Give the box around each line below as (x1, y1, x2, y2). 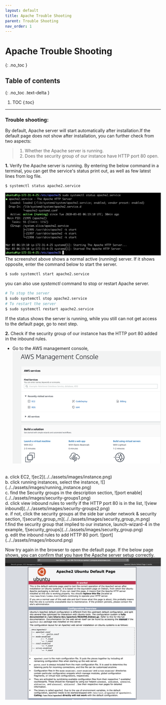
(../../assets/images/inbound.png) (5, 537, 73, 543)
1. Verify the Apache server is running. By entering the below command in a (5, 163, 159, 169)
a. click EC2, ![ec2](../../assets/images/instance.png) (5, 474, 112, 480)
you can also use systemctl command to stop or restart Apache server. (5, 281, 150, 286)
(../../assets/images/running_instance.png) (5, 485, 91, 491)
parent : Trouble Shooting (5, 18, 58, 23)
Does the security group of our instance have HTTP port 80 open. (24, 153, 159, 159)
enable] (126, 490, 142, 496)
